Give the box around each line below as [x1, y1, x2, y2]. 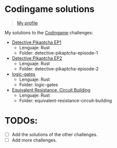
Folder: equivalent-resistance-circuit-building [19, 97, 112, 103]
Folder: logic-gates [19, 81, 58, 88]
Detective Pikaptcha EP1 [11, 39, 61, 45]
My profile [16, 20, 38, 26]
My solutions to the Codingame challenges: [4, 29, 93, 35]
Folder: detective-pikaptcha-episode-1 [19, 50, 98, 56]
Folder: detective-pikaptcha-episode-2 [19, 66, 99, 72]
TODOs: [4, 115, 38, 127]
